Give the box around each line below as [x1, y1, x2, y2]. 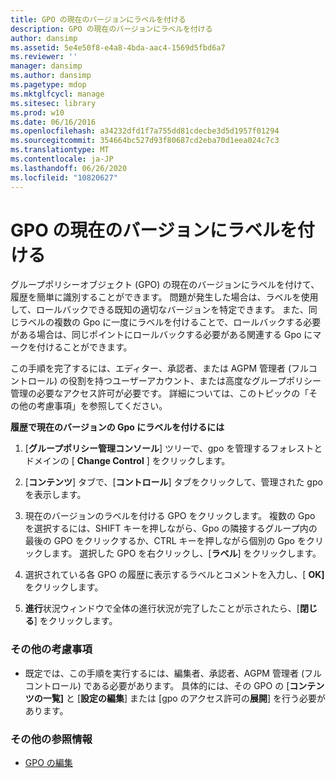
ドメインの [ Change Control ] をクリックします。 [24, 455, 231, 467]
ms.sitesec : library [10, 98, 97, 108]
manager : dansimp [10, 61, 83, 71]
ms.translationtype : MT [10, 145, 110, 155]
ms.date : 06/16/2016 [10, 117, 97, 127]
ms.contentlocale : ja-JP [10, 154, 114, 164]
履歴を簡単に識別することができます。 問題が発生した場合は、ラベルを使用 [10, 291, 319, 303]
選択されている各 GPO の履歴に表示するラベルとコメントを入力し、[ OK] [24, 569, 325, 581]
